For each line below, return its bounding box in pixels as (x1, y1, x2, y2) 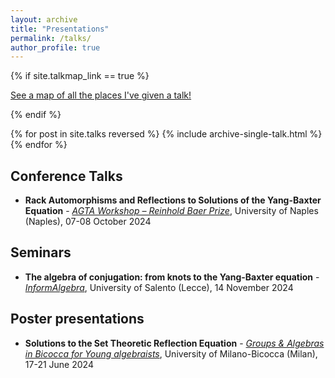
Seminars (10, 244, 72, 261)
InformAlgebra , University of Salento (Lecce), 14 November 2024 (24, 281, 294, 293)
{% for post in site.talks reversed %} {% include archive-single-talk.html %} (10, 128, 323, 140)
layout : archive (10, 14, 78, 25)
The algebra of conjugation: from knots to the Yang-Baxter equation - (24, 271, 320, 283)
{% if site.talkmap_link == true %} (10, 70, 150, 82)
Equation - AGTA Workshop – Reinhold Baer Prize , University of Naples (24, 205, 319, 217)
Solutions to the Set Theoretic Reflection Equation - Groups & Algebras (24, 337, 325, 349)
